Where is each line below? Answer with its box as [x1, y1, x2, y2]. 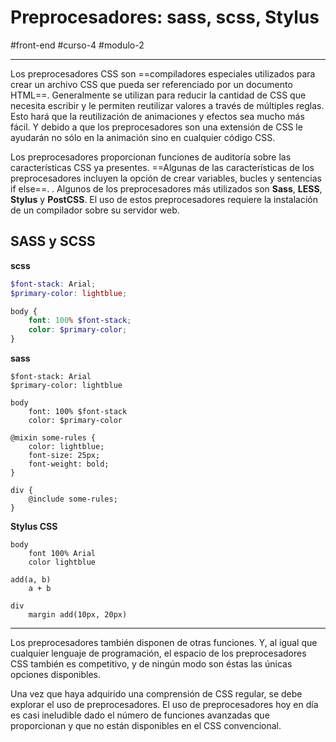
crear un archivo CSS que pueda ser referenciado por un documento [10, 78, 293, 90]
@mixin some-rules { [10, 433, 97, 443]
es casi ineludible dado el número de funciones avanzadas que [10, 709, 270, 721]
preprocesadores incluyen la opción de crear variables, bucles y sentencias [10, 172, 322, 184]
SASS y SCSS [10, 233, 96, 250]
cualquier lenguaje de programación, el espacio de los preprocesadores [10, 647, 307, 659]
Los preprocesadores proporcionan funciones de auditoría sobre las [10, 151, 292, 163]
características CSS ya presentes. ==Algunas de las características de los [10, 161, 315, 173]
